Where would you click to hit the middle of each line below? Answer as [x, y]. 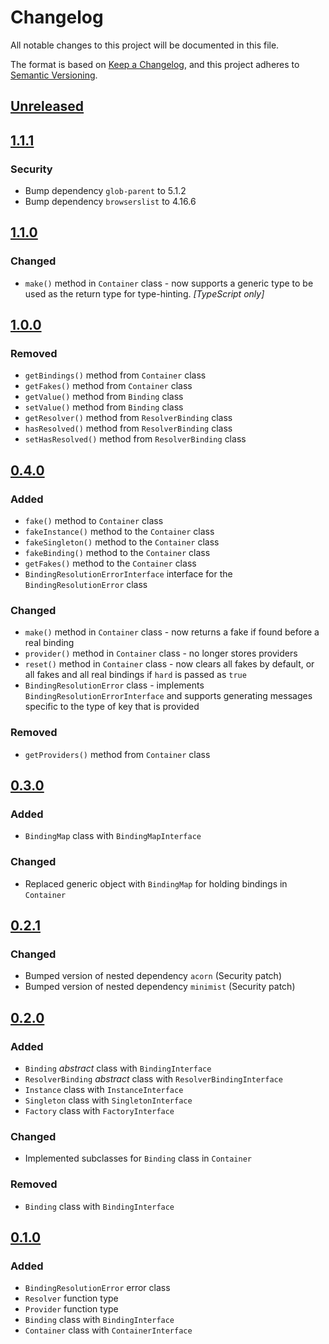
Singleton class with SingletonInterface [108, 1100]
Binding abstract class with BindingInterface [118, 1068]
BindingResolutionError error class [97, 1288]
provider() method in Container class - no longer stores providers [161, 653]
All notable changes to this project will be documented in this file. [145, 45]
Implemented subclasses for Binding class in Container [138, 1158]
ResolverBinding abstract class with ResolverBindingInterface [153, 1079]
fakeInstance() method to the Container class [119, 532]
